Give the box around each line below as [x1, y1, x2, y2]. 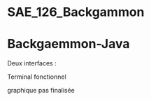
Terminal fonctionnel [7, 72, 66, 81]
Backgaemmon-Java [7, 36, 130, 52]
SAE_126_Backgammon [7, 4, 145, 20]
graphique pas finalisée [7, 86, 75, 95]
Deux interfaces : [7, 59, 57, 68]
